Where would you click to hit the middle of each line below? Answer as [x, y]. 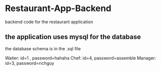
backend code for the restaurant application [49, 22]
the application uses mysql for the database [73, 37]
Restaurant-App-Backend [58, 8]
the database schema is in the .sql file [43, 48]
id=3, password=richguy [30, 63]
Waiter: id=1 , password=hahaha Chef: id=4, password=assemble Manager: [81, 58]
